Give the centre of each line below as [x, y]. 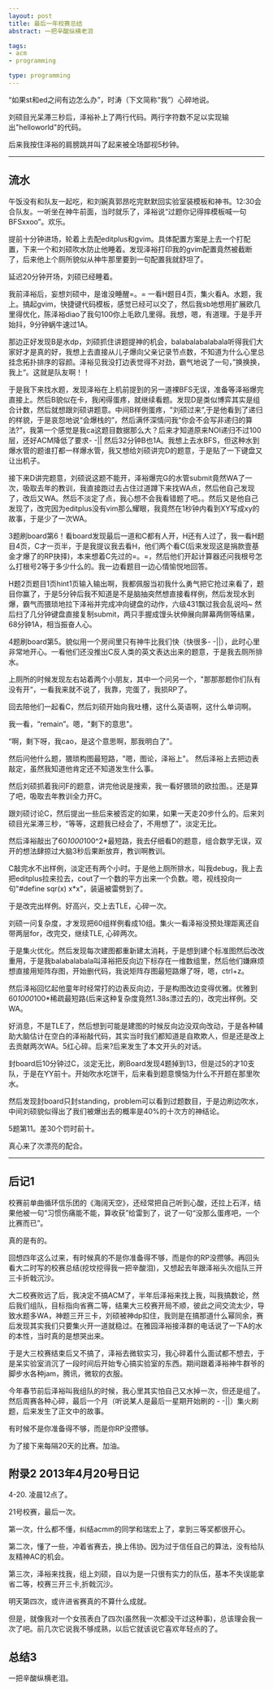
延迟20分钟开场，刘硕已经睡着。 [63, 277]
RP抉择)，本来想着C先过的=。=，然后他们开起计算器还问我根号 [149, 556]
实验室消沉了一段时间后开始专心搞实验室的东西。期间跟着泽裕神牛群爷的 [143, 1363]
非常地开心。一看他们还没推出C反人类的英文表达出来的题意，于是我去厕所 [132, 651]
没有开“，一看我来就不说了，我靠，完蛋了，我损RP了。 [100, 689]
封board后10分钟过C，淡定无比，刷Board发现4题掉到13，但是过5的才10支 [132, 1063]
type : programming [39, 76]
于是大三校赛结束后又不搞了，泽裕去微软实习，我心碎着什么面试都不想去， [133, 1353]
